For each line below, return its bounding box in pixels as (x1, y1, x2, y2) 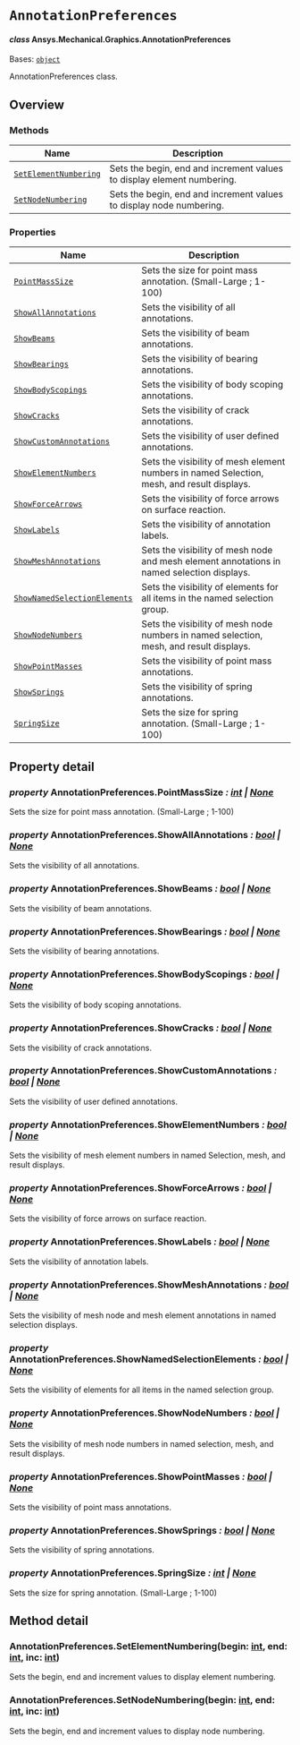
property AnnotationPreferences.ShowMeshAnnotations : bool (9, 1279, 289, 1291)
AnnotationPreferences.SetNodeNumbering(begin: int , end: (9, 1694, 275, 1707)
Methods (9, 124, 49, 136)
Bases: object (9, 54, 61, 64)
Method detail (9, 1612, 89, 1628)
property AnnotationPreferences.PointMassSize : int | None (9, 786, 274, 799)
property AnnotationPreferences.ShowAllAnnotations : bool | (9, 828, 281, 841)
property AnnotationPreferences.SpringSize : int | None (9, 1567, 256, 1579)
